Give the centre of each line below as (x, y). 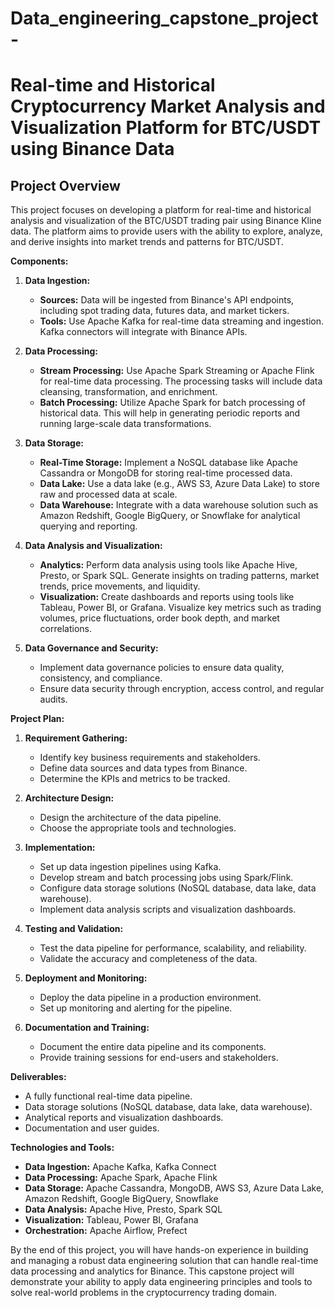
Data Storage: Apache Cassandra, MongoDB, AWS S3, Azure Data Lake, (174, 1188)
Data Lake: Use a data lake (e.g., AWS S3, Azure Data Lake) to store (179, 484)
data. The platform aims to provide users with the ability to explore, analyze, (166, 231)
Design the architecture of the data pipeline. (130, 818)
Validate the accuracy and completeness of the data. (148, 959)
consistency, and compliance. (101, 678)
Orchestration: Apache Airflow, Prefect (106, 1231)
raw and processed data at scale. (108, 494)
